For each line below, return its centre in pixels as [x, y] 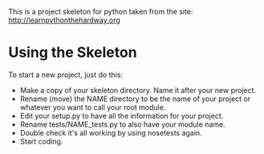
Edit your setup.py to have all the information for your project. [122, 115]
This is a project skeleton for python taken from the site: [101, 12]
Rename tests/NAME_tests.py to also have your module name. [123, 124]
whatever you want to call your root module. [93, 107]
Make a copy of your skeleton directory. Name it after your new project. [138, 90]
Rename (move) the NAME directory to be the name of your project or [135, 99]
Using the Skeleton [73, 53]
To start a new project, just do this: [65, 75]
